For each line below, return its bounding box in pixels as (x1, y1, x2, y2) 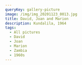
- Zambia (9, 48, 27, 53)
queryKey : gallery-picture (5, 7, 60, 12)
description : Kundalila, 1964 (5, 21, 67, 26)
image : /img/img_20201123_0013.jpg (5, 12, 78, 17)
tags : (5, 25, 16, 30)
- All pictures (9, 30, 41, 35)
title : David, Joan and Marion (5, 16, 69, 21)
